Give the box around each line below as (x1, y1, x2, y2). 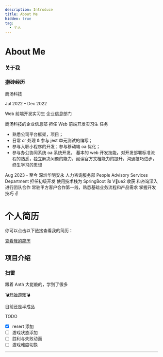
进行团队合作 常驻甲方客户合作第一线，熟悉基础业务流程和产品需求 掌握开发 (5, 184, 156, 190)
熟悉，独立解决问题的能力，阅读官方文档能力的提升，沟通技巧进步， (20, 155, 157, 161)
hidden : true (5, 16, 32, 21)
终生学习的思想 (12, 162, 42, 168)
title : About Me (5, 12, 38, 17)
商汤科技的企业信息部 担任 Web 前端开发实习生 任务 (5, 121, 108, 127)
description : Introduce (5, 7, 53, 12)
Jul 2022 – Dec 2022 (5, 100, 47, 106)
